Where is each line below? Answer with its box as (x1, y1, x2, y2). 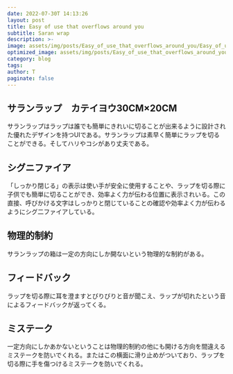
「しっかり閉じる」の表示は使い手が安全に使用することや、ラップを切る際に (7, 181, 226, 190)
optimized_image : (7, 49, 58, 56)
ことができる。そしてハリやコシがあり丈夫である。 (7, 140, 153, 148)
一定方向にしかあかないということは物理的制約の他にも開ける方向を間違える (7, 342, 226, 351)
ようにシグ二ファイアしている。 (7, 208, 98, 216)
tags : (7, 62, 23, 69)
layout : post (7, 17, 45, 24)
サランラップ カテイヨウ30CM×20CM (7, 102, 178, 114)
